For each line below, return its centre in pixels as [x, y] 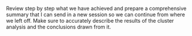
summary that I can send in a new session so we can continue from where [96, 15]
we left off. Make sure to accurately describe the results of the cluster [90, 21]
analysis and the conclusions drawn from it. [59, 27]
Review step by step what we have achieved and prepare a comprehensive [96, 8]
